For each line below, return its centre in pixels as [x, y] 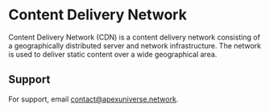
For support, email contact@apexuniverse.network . [93, 99]
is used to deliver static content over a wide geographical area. [113, 54]
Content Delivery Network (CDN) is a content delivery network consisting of [134, 37]
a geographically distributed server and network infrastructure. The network [135, 45]
